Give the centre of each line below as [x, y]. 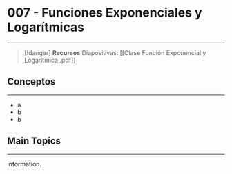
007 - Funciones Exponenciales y [105, 13]
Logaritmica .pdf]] [50, 60]
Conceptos [31, 81]
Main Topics [34, 141]
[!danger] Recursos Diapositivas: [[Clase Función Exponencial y [115, 52]
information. [25, 164]
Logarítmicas [46, 27]
